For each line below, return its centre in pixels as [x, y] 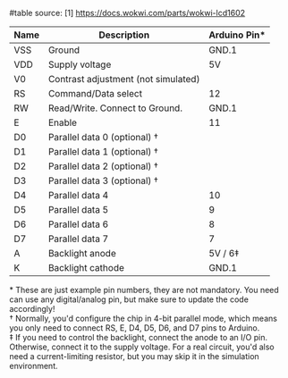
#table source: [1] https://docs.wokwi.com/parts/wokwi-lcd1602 [127, 13]
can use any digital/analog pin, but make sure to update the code [129, 299]
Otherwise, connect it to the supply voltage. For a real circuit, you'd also [142, 347]
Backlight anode [82, 253]
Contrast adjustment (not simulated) [124, 79]
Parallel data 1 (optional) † [103, 151]
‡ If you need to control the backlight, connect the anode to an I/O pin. [139, 337]
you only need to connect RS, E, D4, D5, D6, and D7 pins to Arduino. [135, 328]
